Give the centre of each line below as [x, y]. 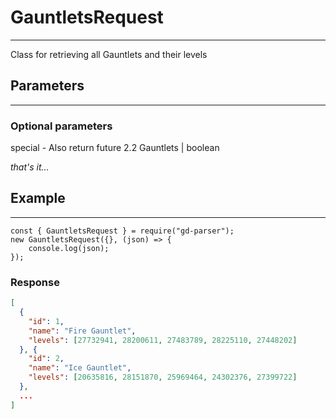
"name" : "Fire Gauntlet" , [82, 331]
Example [38, 198]
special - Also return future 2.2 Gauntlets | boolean [115, 148]
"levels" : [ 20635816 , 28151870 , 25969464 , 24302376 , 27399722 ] [163, 377]
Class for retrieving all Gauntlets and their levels [109, 54]
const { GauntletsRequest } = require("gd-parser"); [122, 231]
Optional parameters [61, 126]
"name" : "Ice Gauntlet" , [80, 368]
